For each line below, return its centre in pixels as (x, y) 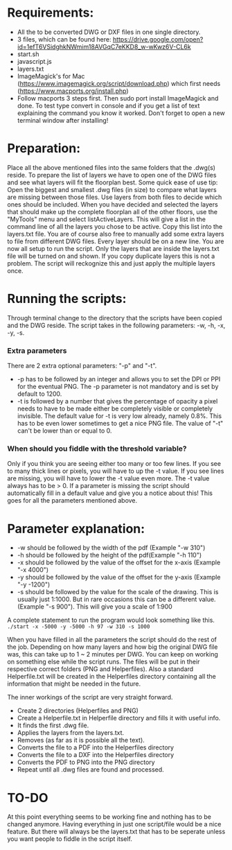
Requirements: (51, 13)
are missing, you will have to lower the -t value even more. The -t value (108, 478)
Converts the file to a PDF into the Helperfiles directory (96, 747)
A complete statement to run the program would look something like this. (111, 620)
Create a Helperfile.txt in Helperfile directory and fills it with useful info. (119, 718)
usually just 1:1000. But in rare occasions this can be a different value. (116, 599)
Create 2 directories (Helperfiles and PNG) (78, 711)
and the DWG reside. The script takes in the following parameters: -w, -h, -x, (116, 325)
